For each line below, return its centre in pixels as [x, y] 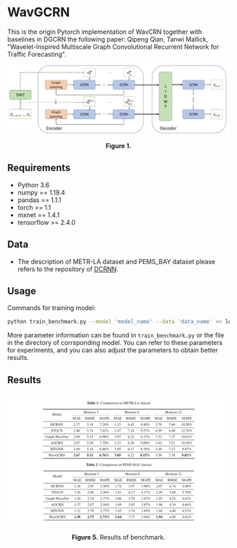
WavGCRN [39, 12]
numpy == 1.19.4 [41, 192]
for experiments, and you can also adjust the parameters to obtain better [113, 350]
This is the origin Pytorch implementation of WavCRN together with [105, 32]
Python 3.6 [33, 185]
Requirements [39, 168]
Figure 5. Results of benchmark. [119, 537]
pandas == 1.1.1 [39, 200]
